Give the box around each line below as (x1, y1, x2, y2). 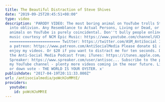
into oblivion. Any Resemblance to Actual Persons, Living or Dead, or (9, 25, 160, 30)
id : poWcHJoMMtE (14, 89, 48, 94)
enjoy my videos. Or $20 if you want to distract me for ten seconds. (9, 48, 157, 53)
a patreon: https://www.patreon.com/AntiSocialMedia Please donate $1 (9, 44, 157, 49)
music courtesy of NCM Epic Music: (9, 35, 82, 40)
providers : (5, 80, 27, 85)
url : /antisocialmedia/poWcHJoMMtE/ (5, 76, 80, 80)
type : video (5, 16, 29, 21)
